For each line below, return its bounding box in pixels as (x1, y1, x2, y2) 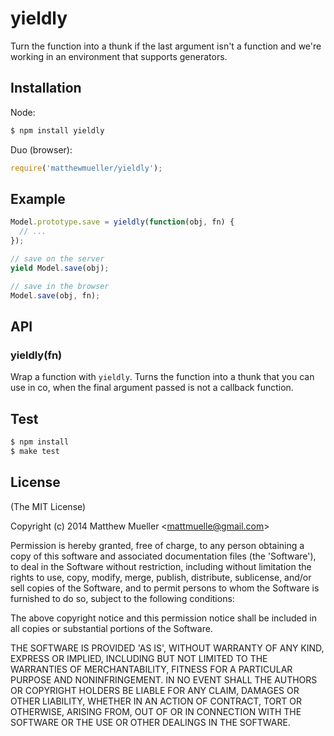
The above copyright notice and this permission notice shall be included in (10, 612, 317, 624)
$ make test (10, 446, 60, 456)
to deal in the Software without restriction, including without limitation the (10, 560, 312, 572)
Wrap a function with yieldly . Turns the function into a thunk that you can (10, 371, 315, 383)
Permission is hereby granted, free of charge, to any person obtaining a (10, 539, 305, 551)
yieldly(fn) (10, 348, 63, 362)
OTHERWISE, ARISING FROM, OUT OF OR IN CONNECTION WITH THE (10, 705, 302, 717)
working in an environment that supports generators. (10, 50, 228, 62)
